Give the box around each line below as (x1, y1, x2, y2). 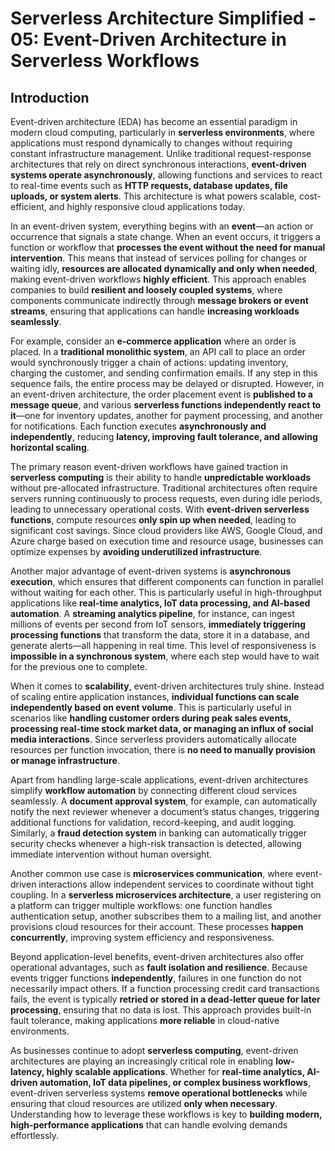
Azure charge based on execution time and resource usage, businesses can (10, 535, 324, 547)
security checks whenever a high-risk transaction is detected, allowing (10, 838, 302, 849)
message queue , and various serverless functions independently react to (10, 399, 322, 411)
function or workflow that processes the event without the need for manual (10, 242, 326, 253)
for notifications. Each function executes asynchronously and (10, 420, 267, 432)
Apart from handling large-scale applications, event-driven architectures (10, 774, 309, 786)
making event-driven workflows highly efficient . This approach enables (10, 273, 307, 285)
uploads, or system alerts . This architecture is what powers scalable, (10, 190, 298, 202)
